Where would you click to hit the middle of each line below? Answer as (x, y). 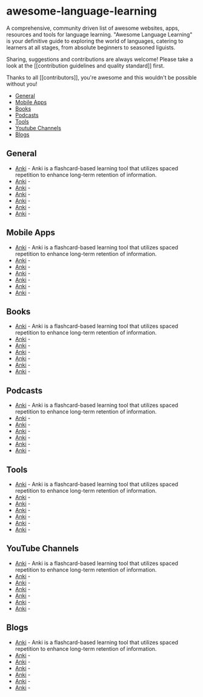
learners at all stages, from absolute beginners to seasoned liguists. (91, 47)
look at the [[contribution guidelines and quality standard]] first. (85, 66)
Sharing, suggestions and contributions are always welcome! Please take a (100, 59)
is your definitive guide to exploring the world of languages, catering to (95, 41)
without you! (22, 84)
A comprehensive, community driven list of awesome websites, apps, (93, 28)
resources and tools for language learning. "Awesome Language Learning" (99, 34)
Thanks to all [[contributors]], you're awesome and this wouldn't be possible (101, 77)
